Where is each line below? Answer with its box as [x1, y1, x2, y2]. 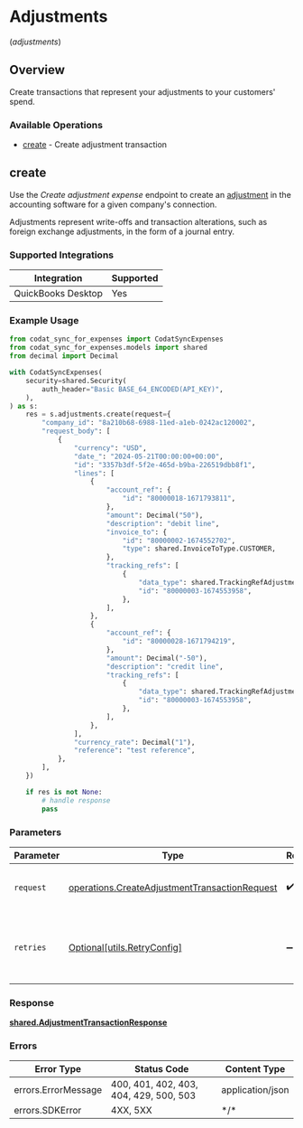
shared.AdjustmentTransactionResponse [9, 1017, 168, 1028]
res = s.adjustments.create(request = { [25, 409, 171, 419]
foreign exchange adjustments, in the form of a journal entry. [9, 226, 234, 237]
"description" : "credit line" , [106, 662, 224, 671]
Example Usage [9, 315, 79, 327]
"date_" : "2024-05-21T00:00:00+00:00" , [73, 452, 224, 461]
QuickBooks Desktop [14, 287, 104, 300]
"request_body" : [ [41, 427, 111, 436]
